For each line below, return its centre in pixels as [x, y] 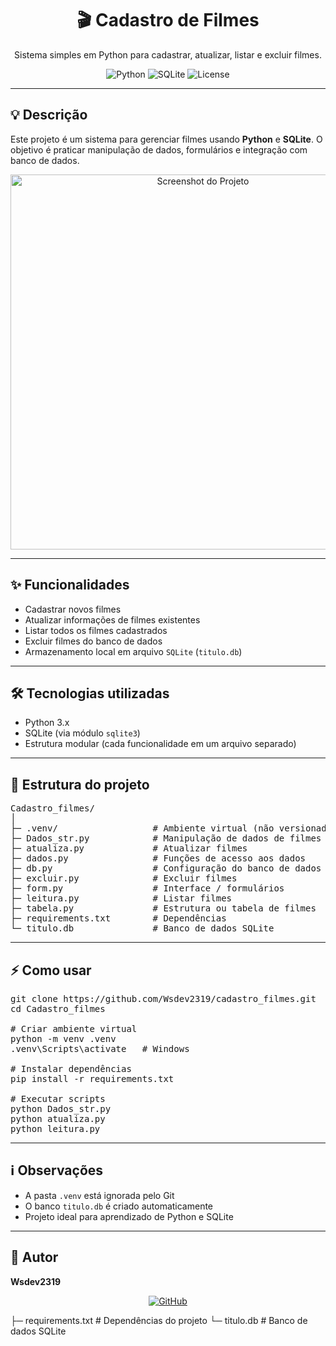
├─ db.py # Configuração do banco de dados [166, 868]
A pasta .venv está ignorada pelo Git [99, 1195]
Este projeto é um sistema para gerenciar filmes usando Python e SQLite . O [166, 139]
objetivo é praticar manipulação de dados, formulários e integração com [159, 149]
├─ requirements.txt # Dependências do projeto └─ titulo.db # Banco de [159, 1320]
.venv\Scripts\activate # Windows [100, 1048]
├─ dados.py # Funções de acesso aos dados [158, 858]
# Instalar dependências [71, 1068]
